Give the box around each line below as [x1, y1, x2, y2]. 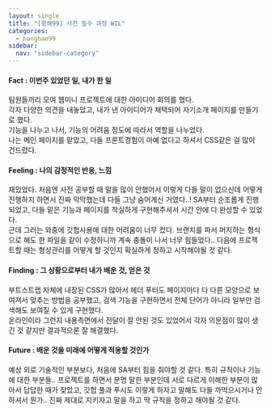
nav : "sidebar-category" [15, 49, 100, 57]
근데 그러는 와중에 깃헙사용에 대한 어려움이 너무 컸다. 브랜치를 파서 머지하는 [8, 225, 246, 235]
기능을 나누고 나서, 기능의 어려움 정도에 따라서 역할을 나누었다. [8, 125, 205, 135]
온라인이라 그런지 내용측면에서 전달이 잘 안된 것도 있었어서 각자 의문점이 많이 [8, 315, 251, 325]
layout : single [8, 11, 60, 20]
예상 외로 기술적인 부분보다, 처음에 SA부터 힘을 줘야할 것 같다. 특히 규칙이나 [8, 364, 247, 374]
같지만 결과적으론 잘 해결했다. [25, 325, 119, 335]
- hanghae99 [15, 34, 57, 43]
